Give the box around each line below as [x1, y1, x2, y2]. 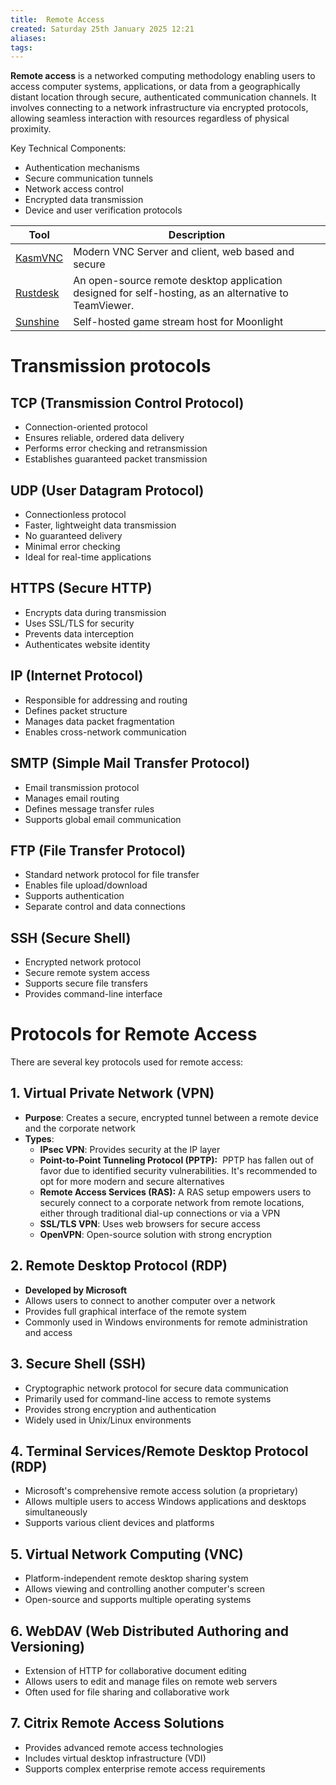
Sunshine [15, 315, 60, 329]
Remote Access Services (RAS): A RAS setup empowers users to [39, 1186, 312, 1198]
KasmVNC [15, 251, 64, 265]
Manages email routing [24, 792, 120, 804]
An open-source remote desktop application [73, 274, 283, 288]
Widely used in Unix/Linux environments [24, 1414, 192, 1426]
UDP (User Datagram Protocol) [10, 482, 205, 499]
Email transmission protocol [24, 781, 140, 793]
